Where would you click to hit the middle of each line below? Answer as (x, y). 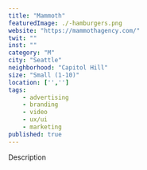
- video (35, 113)
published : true (35, 134)
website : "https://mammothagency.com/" (74, 30)
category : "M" (32, 53)
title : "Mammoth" (37, 16)
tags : (17, 90)
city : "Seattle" (35, 61)
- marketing (42, 127)
